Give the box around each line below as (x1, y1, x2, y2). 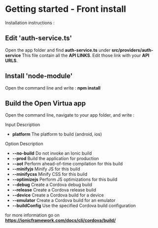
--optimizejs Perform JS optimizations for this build (12, 176, 118, 183)
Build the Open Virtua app (5, 99, 86, 107)
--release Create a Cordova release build (12, 187, 96, 193)
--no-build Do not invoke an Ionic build (12, 150, 92, 156)
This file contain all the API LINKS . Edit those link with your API (22, 52, 150, 58)
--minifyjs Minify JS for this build (12, 166, 80, 172)
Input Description (5, 122, 40, 128)
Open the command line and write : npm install (5, 85, 101, 91)
